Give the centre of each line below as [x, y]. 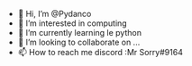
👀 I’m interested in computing [73, 23]
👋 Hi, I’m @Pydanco [55, 14]
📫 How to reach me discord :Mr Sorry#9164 [100, 52]
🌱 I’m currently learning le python [80, 33]
